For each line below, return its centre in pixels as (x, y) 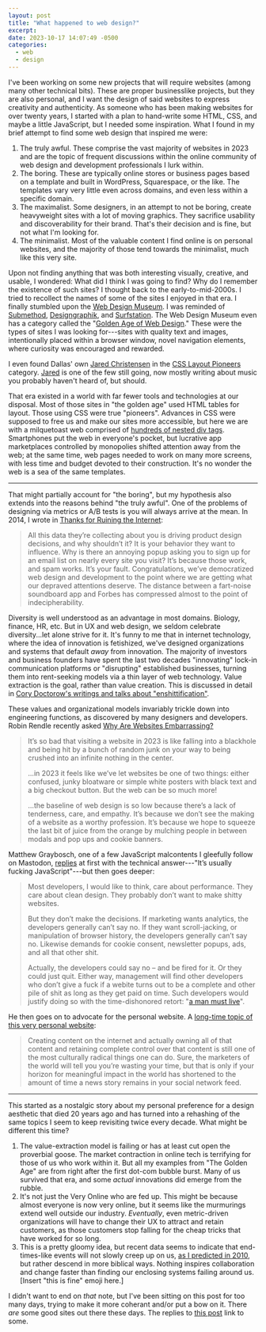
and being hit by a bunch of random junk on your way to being (129, 749)
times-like (36, 1255)
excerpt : (23, 30)
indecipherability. (56, 602)
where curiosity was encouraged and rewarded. (86, 348)
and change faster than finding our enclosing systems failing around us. (137, 1272)
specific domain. (47, 198)
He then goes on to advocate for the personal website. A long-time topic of (131, 1016)
